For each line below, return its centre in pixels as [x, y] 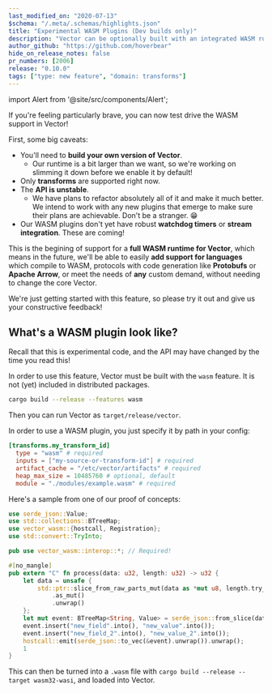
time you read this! [39, 361]
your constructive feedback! [55, 307]
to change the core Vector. [53, 282]
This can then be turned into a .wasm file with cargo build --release [122, 672]
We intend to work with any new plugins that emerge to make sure [142, 207]
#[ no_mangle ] [30, 565]
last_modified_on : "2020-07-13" [63, 16]
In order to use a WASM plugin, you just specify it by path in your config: [129, 431]
